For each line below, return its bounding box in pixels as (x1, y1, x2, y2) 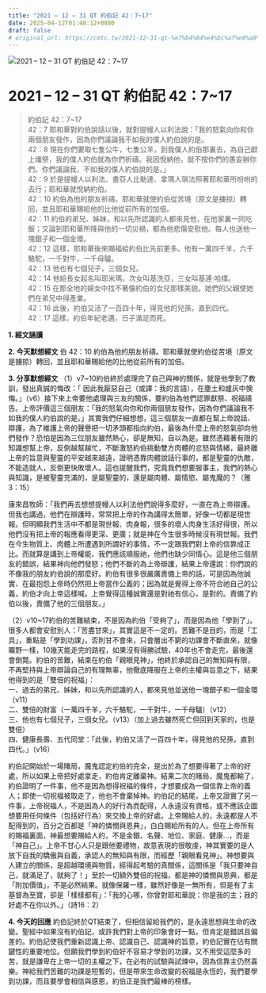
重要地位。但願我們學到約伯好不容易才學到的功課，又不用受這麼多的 (28, 947, 251, 957)
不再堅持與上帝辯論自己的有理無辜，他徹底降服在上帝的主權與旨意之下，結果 (8, 665, 258, 675)
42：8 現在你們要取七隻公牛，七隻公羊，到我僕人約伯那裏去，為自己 (27, 144, 251, 155)
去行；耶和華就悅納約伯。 (27, 184, 112, 194)
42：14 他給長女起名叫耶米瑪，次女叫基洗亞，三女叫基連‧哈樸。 (27, 274, 236, 283)
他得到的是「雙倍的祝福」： (8, 675, 95, 684)
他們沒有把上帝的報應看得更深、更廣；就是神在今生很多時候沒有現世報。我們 (8, 529, 258, 539)
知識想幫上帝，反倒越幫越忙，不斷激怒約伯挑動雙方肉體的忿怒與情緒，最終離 (8, 443, 258, 453)
